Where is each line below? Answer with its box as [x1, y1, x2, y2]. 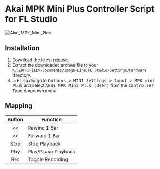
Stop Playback [28, 140, 61, 147]
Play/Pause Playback [28, 148, 75, 155]
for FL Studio [5, 14, 58, 25]
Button [7, 116, 23, 123]
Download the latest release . [12, 57, 69, 63]
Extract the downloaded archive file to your [12, 62, 98, 68]
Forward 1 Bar [28, 132, 60, 139]
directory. [12, 72, 31, 78]
